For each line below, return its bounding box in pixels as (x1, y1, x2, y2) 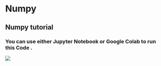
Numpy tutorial (5, 23, 54, 31)
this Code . (5, 44, 33, 51)
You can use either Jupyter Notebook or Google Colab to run (5, 38, 156, 45)
